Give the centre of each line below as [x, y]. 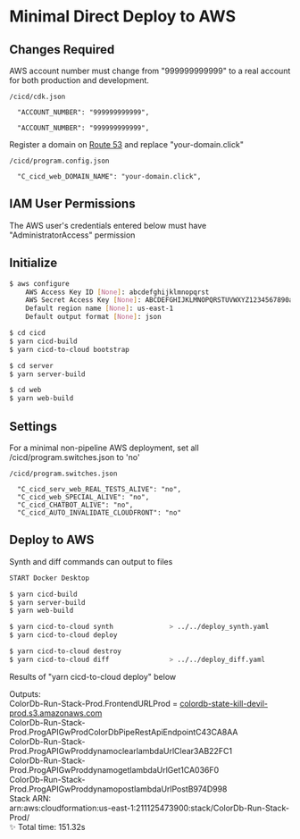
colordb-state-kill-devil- [224, 703]
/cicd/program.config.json [59, 161]
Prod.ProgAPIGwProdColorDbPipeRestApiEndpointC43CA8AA [124, 732]
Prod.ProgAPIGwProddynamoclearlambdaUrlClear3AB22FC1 [121, 751]
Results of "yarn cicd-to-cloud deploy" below [93, 676]
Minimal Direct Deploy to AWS [123, 17]
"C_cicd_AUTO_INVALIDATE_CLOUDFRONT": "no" [99, 512]
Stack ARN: [30, 798]
